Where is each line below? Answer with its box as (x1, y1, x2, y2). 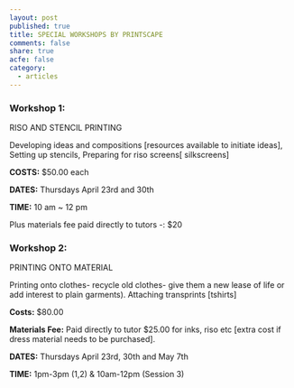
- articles (17, 72, 59, 81)
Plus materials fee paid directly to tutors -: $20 (9, 219, 183, 230)
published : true (9, 22, 70, 31)
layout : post (9, 13, 59, 23)
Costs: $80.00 (9, 307, 64, 318)
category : (9, 64, 47, 73)
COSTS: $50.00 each (9, 167, 89, 178)
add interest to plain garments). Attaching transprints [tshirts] (9, 290, 237, 300)
